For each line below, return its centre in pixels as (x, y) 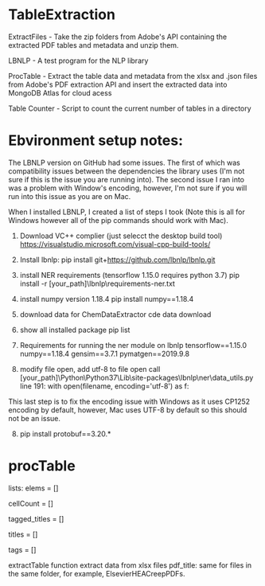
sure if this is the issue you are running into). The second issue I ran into (127, 179)
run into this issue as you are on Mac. (70, 196)
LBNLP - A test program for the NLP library (78, 61)
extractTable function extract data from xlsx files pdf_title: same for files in (130, 565)
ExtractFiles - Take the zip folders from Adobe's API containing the (118, 37)
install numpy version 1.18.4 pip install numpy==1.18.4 (107, 299)
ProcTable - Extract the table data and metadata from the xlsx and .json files (133, 76)
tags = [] (22, 549)
